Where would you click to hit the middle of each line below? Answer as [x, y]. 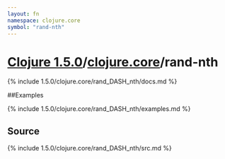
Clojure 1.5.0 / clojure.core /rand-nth [113, 62]
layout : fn [23, 14]
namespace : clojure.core [44, 20]
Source [24, 131]
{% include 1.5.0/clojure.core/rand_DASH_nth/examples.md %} [99, 109]
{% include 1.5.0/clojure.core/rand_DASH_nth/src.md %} [90, 148]
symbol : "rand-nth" [36, 27]
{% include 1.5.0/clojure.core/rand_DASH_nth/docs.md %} [92, 81]
